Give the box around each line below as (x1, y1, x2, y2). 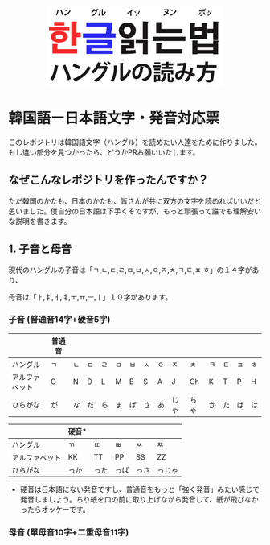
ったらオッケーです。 (19, 505, 90, 514)
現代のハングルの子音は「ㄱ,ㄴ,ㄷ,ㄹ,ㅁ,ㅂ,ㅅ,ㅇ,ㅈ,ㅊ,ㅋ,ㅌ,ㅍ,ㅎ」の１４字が (8, 265, 252, 275)
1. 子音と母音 (8, 242, 72, 256)
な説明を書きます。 (8, 216, 72, 225)
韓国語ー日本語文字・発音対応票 (8, 109, 220, 127)
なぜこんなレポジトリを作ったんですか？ (8, 173, 209, 187)
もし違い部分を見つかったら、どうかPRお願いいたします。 (8, 147, 200, 157)
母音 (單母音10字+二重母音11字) (8, 526, 129, 538)
